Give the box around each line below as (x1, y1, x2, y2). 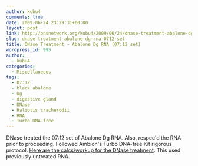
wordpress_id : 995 (6, 47, 51, 53)
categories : (6, 63, 35, 69)
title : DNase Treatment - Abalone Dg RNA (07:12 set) (6, 42, 141, 48)
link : (6, 31, 19, 36)
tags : (6, 74, 19, 80)
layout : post (6, 25, 38, 31)
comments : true (6, 14, 44, 20)
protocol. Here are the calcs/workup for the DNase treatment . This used (6, 147, 181, 154)
